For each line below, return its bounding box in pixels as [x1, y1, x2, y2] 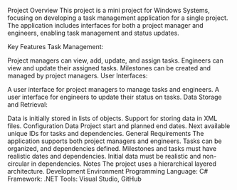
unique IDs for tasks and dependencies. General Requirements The [7, 130, 204, 137]
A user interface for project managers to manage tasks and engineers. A [7, 85, 219, 93]
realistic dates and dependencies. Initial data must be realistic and [7, 152, 201, 160]
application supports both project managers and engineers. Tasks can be [7, 137, 222, 145]
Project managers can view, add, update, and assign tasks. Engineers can [7, 56, 224, 65]
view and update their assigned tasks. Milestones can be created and [7, 64, 211, 72]
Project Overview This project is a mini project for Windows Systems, [7, 6, 210, 14]
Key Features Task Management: [7, 43, 104, 51]
